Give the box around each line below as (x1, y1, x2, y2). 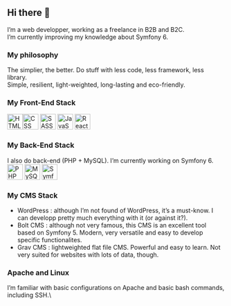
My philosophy (7, 50, 59, 60)
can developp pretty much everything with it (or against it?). (17, 214, 188, 222)
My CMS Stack (7, 190, 58, 200)
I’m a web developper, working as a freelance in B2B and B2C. (7, 25, 185, 33)
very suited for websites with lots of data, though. (17, 250, 159, 259)
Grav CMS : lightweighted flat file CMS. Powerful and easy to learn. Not (17, 244, 221, 251)
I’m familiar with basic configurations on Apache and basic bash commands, (7, 284, 225, 292)
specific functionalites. (17, 236, 82, 244)
